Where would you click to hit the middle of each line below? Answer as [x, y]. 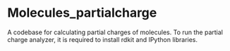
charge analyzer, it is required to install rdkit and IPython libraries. [103, 39]
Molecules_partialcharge [82, 13]
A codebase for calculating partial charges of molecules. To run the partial [115, 32]
